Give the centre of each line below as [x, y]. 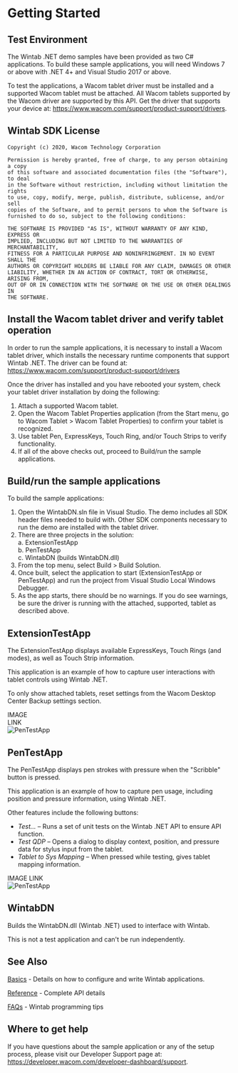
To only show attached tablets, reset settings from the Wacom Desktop [112, 694]
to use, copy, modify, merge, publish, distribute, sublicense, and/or [116, 197]
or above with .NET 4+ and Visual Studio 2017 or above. [89, 72]
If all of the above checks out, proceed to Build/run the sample [109, 451]
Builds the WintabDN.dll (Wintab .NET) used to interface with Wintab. [109, 925]
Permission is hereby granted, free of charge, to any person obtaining [118, 160]
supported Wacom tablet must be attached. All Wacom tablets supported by [119, 93]
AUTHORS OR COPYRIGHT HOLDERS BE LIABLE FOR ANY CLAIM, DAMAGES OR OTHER [119, 266]
